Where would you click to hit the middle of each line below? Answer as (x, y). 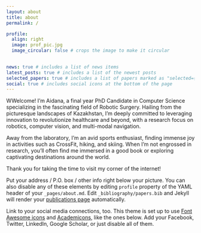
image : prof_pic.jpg (37, 45)
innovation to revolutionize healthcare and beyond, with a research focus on (100, 120)
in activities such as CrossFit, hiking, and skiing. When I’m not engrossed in (99, 144)
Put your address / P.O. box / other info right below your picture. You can (96, 180)
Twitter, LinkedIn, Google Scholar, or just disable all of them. (80, 224)
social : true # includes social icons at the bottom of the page (89, 84)
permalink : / (22, 23)
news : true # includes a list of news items (63, 67)
